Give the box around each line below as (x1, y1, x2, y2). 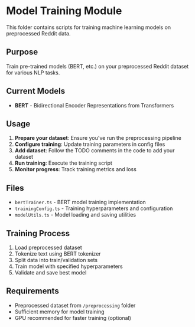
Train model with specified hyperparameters (14, 263, 123, 270)
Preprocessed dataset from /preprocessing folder (14, 302, 136, 309)
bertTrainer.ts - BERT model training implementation (14, 199, 146, 206)
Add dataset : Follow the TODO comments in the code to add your (14, 147, 175, 154)
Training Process (6, 228, 70, 238)
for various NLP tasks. (6, 69, 60, 76)
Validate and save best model (14, 269, 87, 276)
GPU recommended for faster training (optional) (14, 314, 132, 321)
